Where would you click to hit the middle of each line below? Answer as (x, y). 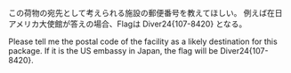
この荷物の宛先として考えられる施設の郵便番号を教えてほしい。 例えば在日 (145, 13)
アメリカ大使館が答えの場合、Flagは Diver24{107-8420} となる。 (128, 24)
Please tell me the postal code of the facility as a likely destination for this (143, 41)
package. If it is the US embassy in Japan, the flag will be (113, 51)
